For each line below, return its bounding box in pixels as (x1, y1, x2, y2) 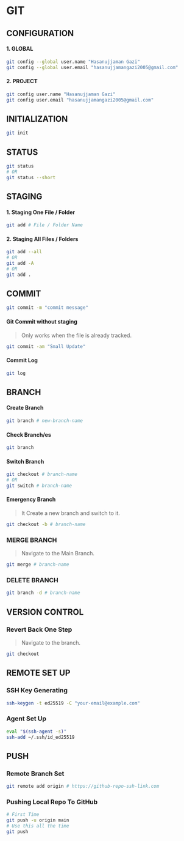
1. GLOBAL (6, 45, 34, 53)
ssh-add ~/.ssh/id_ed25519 (6, 734, 75, 740)
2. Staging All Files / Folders (6, 235, 79, 242)
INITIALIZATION (6, 114, 68, 124)
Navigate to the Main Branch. (21, 550, 94, 557)
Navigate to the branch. (21, 639, 81, 646)
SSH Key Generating (6, 686, 68, 695)
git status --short (6, 174, 56, 180)
